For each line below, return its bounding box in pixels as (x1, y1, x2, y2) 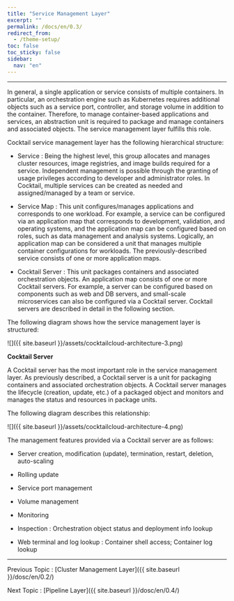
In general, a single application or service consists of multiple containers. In (7, 88, 224, 96)
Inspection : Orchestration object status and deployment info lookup (17, 524, 213, 533)
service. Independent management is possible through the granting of (17, 166, 219, 175)
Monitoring (17, 510, 49, 519)
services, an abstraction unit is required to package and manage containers (7, 117, 224, 125)
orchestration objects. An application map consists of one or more (17, 274, 208, 283)
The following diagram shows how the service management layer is (7, 318, 201, 326)
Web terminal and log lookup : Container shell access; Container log (17, 538, 213, 546)
